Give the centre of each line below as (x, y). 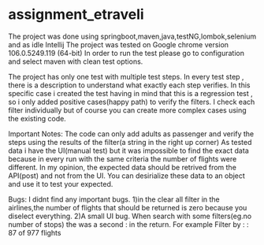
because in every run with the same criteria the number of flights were (123, 158)
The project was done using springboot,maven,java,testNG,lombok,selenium (132, 36)
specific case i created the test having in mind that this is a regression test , (131, 93)
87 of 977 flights (35, 232)
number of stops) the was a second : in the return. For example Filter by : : (129, 224)
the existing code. (37, 118)
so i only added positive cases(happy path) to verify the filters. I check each (132, 102)
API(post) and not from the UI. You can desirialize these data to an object (127, 176)
